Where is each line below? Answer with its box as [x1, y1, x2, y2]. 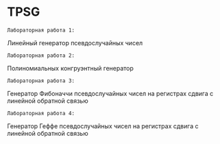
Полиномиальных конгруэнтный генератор [7, 64, 134, 72]
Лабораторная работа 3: [7, 77, 75, 84]
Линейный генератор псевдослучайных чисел [7, 38, 143, 47]
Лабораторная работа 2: [7, 52, 75, 59]
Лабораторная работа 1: [7, 27, 75, 34]
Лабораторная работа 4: [7, 110, 75, 117]
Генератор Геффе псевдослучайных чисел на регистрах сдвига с [7, 121, 199, 130]
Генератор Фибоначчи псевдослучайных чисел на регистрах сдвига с [7, 89, 214, 97]
